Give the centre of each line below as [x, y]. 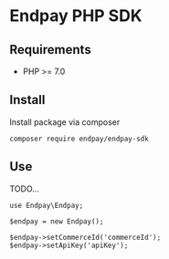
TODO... [24, 189]
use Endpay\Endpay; [47, 205]
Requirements [50, 50]
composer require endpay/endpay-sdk [79, 139]
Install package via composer [65, 122]
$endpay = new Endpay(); [57, 221]
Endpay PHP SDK [76, 16]
